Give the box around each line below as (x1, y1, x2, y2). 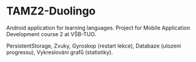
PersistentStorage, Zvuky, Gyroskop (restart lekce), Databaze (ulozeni (6, 42, 181, 49)
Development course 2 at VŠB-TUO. (6, 30, 96, 37)
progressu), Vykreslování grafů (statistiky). (6, 48, 113, 55)
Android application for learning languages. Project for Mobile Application (6, 24, 190, 31)
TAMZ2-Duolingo (6, 4, 96, 18)
